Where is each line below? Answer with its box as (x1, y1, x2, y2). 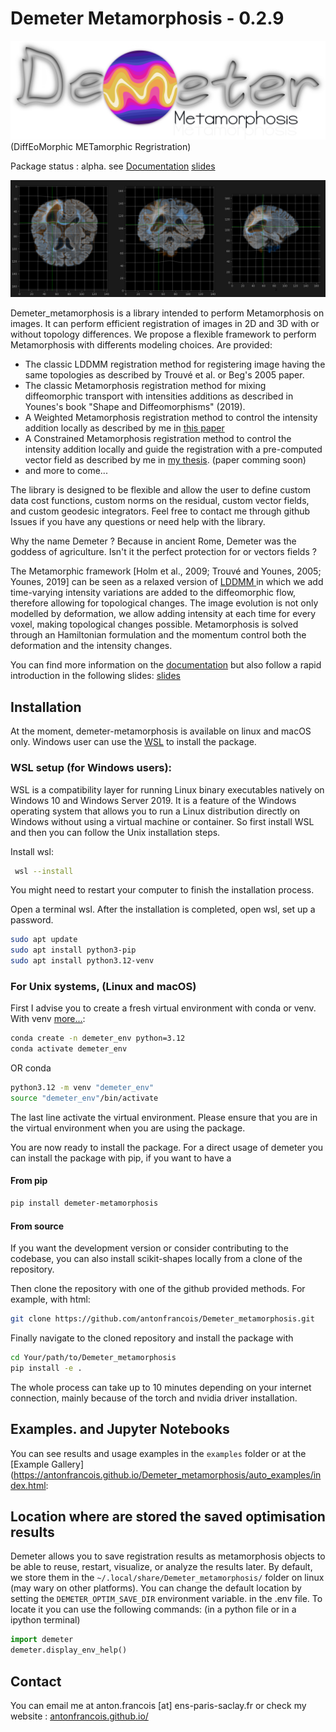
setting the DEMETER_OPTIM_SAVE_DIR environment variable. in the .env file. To (10, 1593, 323, 1605)
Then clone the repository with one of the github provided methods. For (10, 1283, 306, 1295)
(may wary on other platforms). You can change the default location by (10, 1582, 302, 1594)
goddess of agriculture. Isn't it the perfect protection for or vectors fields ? (10, 546, 317, 558)
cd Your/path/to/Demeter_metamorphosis (10, 1353, 177, 1363)
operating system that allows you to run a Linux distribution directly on (10, 805, 301, 817)
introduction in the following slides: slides (10, 670, 181, 682)
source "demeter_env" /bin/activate (10, 1093, 159, 1103)
